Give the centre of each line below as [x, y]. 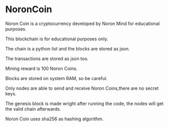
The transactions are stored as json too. [47, 58]
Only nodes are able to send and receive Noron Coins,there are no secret [82, 88]
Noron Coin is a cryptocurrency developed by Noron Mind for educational [82, 23]
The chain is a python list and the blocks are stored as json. [67, 48]
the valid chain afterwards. [33, 109]
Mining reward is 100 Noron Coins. [41, 68]
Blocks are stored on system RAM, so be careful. [57, 78]
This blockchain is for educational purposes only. [57, 39]
